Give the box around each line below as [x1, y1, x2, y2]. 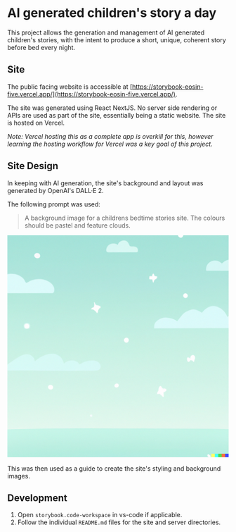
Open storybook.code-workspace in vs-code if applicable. [17, 511, 183, 519]
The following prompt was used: [7, 199, 100, 209]
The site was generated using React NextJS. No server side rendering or [7, 104, 218, 112]
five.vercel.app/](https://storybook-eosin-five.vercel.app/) [7, 89, 176, 98]
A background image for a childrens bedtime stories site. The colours [24, 214, 225, 222]
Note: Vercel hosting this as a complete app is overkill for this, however [7, 132, 214, 140]
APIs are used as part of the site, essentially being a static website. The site [7, 111, 226, 119]
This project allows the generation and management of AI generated [7, 28, 205, 37]
